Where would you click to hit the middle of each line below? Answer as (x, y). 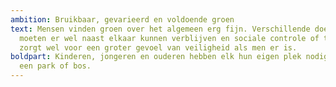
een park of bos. (55, 66)
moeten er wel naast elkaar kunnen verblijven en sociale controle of (169, 38)
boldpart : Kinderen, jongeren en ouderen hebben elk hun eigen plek (156, 57)
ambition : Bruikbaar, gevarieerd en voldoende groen (122, 19)
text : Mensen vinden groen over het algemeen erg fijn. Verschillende (160, 29)
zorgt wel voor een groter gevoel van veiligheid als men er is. (158, 47)
